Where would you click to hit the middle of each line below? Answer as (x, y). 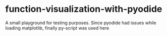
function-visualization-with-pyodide (84, 9)
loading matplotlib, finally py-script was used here (57, 28)
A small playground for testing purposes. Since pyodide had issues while (81, 23)
